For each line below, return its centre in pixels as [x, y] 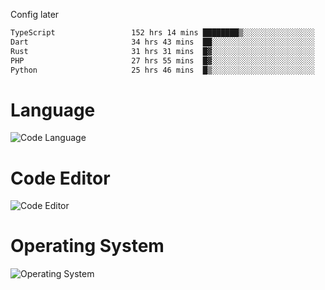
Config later [35, 14]
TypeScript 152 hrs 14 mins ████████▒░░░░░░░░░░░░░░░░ [162, 33]
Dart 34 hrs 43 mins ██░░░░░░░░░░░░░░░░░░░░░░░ [162, 42]
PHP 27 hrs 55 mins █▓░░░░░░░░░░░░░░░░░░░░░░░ [162, 60]
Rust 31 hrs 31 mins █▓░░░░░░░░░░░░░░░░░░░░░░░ [162, 51]
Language [53, 110]
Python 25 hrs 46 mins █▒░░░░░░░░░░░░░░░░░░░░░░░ [162, 70]
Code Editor [60, 178]
